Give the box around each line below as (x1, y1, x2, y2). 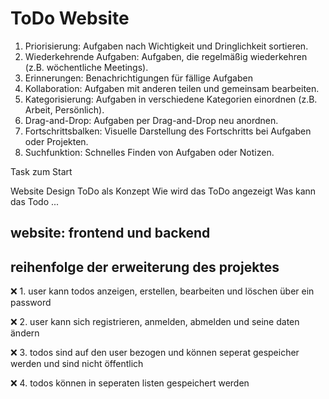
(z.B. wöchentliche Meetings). (24, 61, 149, 73)
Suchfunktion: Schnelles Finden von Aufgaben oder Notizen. (24, 146, 275, 158)
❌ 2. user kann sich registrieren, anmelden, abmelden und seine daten (10, 316, 300, 328)
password (10, 297, 52, 309)
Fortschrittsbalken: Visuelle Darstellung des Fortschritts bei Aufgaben (24, 125, 312, 137)
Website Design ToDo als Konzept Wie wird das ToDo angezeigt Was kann (10, 185, 317, 197)
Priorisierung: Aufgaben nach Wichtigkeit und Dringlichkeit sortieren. (24, 40, 309, 52)
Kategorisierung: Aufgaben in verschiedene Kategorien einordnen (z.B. (24, 93, 318, 105)
